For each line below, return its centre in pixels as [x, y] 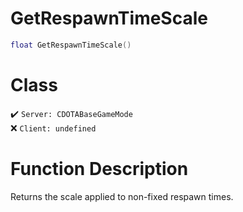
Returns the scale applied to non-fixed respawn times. [122, 196]
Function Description [99, 168]
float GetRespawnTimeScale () [71, 45]
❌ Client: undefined [53, 128]
